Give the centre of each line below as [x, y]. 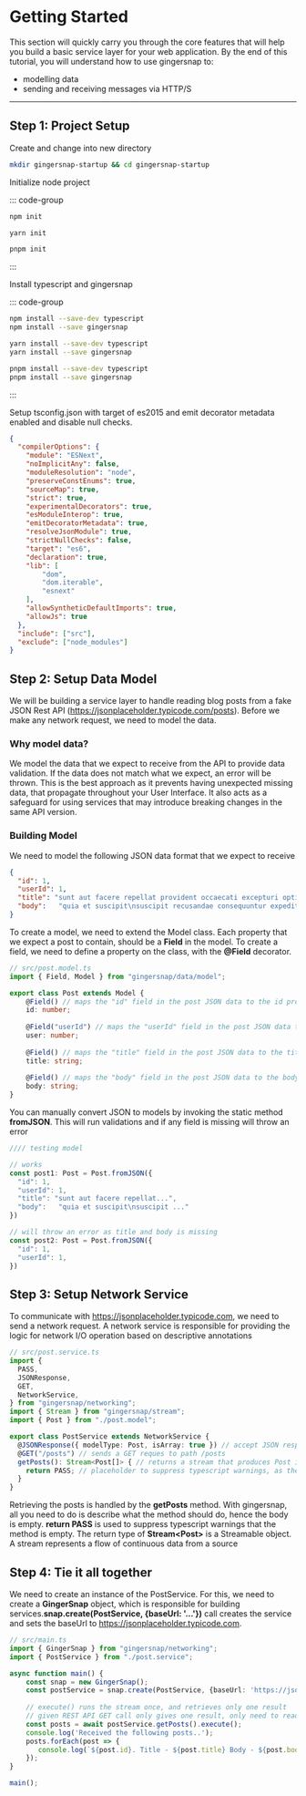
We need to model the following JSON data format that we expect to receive [153, 855]
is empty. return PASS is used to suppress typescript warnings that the [143, 1524]
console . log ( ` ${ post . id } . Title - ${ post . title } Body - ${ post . [163, 1750]
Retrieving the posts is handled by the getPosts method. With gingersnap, [148, 1505]
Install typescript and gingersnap [71, 284]
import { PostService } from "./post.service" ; [102, 1657]
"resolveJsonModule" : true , [79, 532]
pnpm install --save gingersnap [71, 377]
